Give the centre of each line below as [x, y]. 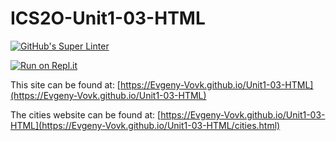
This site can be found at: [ [65, 84]
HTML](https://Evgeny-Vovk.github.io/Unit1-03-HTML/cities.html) [145, 125]
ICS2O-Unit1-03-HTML [108, 18]
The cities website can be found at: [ [86, 114]
